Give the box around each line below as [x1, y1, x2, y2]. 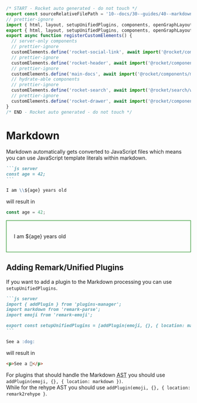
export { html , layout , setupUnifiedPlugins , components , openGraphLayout [6, 27, 193, 33]
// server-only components [11, 38, 77, 44]
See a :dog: [6, 338, 35, 344]
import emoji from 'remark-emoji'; [6, 312, 93, 318]
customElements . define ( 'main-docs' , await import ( [11, 71, 138, 77]
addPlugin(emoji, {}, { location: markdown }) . [6, 377, 124, 384]
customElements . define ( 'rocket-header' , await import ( [11, 60, 148, 66]
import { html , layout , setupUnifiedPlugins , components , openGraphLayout [6, 22, 193, 28]
